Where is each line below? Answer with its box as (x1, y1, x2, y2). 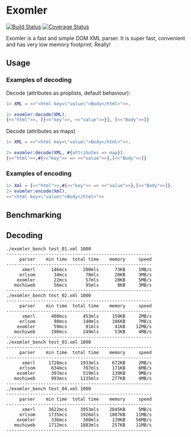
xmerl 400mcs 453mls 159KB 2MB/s (21, 313, 152, 319)
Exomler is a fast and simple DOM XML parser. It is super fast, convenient (6, 34, 185, 41)
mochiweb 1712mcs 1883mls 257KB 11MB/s (14, 422, 152, 428)
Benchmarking (6, 210, 62, 220)
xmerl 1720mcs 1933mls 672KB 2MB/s (21, 360, 152, 366)
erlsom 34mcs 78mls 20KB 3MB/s (19, 272, 152, 278)
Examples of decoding (6, 76, 72, 84)
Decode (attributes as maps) (6, 128, 76, 135)
